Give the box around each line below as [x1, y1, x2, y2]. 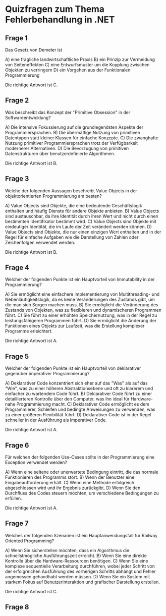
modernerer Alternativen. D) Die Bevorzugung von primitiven [5, 145, 129, 151]
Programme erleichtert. [5, 328, 53, 334]
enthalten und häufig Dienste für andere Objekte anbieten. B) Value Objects [5, 208, 160, 214]
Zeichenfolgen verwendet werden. [5, 239, 76, 245]
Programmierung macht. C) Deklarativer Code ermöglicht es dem [16, 401, 150, 407]
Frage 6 [5, 441, 29, 449]
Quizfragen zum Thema [5, 3, 105, 15]
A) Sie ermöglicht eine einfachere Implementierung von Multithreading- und [5, 291, 160, 297]
